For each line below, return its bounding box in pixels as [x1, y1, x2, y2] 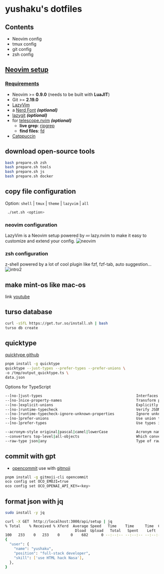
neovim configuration [5, 221, 58, 228]
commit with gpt [5, 452, 56, 460]
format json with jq [5, 497, 63, 505]
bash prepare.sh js [5, 169, 45, 174]
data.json [5, 375, 25, 380]
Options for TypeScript [5, 384, 51, 390]
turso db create [5, 325, 38, 330]
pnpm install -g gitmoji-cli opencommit [5, 475, 89, 480]
